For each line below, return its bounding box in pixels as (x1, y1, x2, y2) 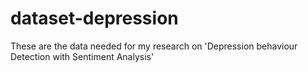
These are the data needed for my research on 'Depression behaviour (10, 40, 298, 52)
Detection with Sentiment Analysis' (10, 50, 155, 62)
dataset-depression (10, 7, 179, 30)
